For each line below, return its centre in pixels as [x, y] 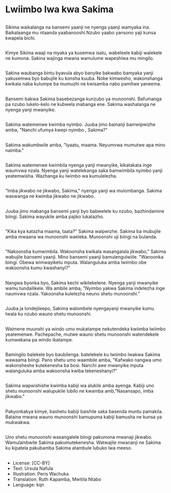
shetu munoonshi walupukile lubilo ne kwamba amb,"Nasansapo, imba [79, 391]
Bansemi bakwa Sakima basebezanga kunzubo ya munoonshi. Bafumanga [83, 99]
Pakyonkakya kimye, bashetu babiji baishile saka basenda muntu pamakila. [84, 411]
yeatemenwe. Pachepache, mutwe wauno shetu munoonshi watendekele [82, 334]
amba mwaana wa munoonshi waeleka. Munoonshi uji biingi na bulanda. [81, 237]
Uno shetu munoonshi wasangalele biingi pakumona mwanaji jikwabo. [79, 437]
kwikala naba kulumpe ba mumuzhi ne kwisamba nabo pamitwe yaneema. [83, 84]
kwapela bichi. [20, 38]
